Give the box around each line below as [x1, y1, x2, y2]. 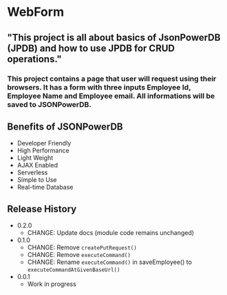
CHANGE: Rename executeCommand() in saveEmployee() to [27, 258, 193, 266]
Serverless [17, 168, 48, 176]
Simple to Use [17, 176, 57, 184]
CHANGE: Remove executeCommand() [27, 251, 131, 259]
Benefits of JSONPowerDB [7, 121, 123, 132]
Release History [7, 203, 77, 214]
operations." [7, 53, 62, 65]
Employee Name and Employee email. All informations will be [7, 91, 215, 101]
